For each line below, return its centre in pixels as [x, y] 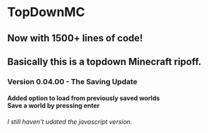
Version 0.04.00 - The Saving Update [72, 81]
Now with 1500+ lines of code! [75, 38]
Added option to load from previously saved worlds [84, 98]
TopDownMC [46, 12]
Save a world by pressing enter [53, 106]
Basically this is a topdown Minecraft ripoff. [104, 61]
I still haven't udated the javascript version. [70, 122]
